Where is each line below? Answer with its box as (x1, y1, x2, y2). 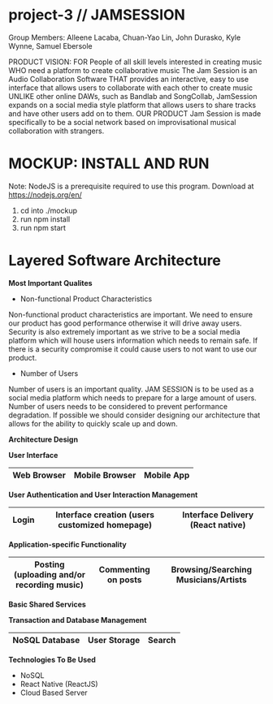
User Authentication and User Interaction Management (8, 490, 198, 499)
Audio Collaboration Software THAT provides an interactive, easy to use (8, 74, 249, 84)
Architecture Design (8, 434, 79, 444)
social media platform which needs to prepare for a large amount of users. (8, 392, 258, 403)
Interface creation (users (55, 509, 154, 520)
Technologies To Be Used (8, 654, 96, 664)
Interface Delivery (182, 509, 254, 520)
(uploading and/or (13, 568, 86, 580)
